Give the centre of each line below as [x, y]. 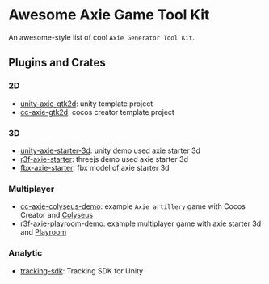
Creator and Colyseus [57, 215]
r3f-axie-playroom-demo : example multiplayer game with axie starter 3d [141, 223]
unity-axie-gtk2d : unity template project [86, 104]
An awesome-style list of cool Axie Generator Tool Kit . [102, 37]
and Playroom [43, 232]
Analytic [25, 253]
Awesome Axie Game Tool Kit [109, 15]
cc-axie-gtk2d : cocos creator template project [97, 112]
